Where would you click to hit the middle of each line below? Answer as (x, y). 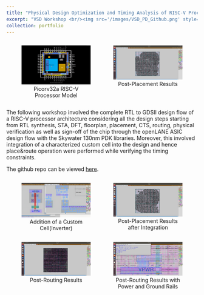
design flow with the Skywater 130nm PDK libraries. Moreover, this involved (101, 138)
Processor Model (56, 95)
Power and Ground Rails (148, 286)
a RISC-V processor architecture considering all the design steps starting (98, 119)
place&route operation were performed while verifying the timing (87, 151)
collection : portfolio (35, 25)
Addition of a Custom (56, 222)
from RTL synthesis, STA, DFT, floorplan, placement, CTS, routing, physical (100, 125)
